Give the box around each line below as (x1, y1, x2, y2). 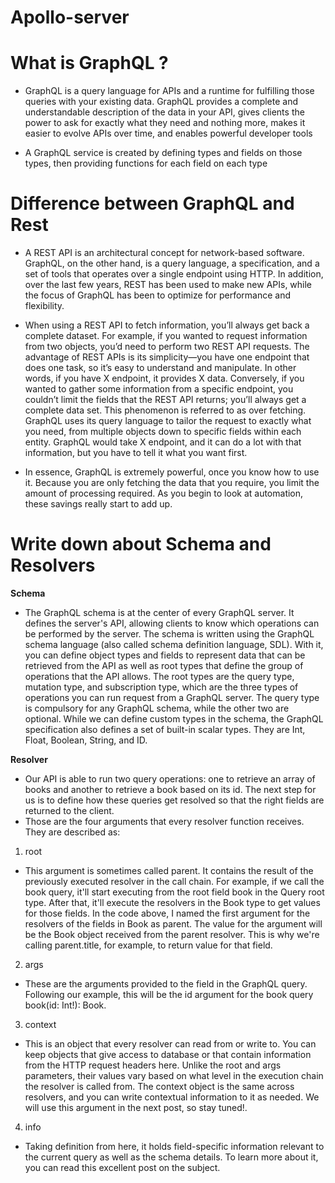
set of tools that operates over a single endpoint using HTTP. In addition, (24, 268, 324, 280)
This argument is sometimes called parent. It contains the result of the (24, 865, 314, 876)
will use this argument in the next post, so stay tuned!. (24, 1102, 248, 1113)
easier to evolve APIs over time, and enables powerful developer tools (24, 127, 313, 140)
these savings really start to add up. (24, 498, 173, 510)
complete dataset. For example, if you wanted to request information (24, 330, 308, 342)
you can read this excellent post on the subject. (24, 1162, 221, 1173)
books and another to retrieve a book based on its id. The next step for (24, 784, 317, 795)
